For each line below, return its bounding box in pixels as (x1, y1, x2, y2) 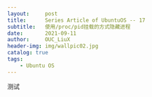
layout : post (7, 10, 58, 17)
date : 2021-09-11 (7, 29, 77, 37)
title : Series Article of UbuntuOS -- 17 (7, 17, 146, 24)
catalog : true (7, 50, 49, 57)
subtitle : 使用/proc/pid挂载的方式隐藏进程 (7, 23, 131, 30)
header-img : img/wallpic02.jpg (7, 43, 99, 50)
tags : (7, 56, 23, 63)
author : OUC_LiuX (7, 36, 71, 43)
